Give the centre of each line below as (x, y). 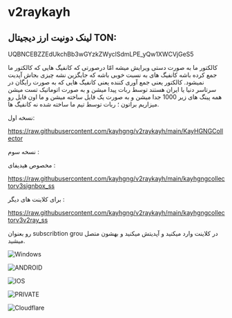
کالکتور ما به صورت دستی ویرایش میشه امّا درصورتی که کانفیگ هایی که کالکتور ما (113, 67)
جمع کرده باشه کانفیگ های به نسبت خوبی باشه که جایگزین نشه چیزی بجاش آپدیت (113, 75)
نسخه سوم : (24, 152)
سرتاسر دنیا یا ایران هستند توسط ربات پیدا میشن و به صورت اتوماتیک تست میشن (112, 90)
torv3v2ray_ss (28, 220)
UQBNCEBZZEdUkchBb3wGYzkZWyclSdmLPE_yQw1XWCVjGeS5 (101, 54)
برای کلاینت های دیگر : (36, 199)
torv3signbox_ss (31, 186)
